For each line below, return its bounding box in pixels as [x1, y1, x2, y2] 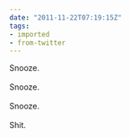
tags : [9, 22, 30, 30]
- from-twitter [9, 38, 66, 47]
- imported [9, 30, 50, 39]
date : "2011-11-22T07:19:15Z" [9, 13, 123, 22]
